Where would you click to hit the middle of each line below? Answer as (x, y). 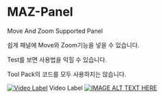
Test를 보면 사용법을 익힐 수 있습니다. (57, 60)
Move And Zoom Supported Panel (55, 31)
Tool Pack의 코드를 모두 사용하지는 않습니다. (67, 74)
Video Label (66, 88)
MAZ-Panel (40, 12)
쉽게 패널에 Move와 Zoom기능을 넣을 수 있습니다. (73, 45)
